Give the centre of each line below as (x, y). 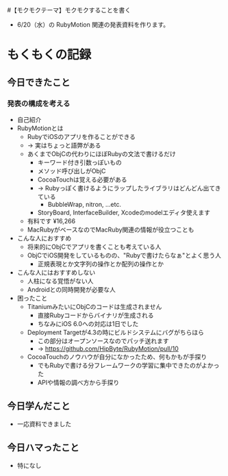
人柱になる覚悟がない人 (60, 281)
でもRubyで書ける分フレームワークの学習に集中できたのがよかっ (128, 365)
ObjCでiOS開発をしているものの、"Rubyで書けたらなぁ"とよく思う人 (124, 255)
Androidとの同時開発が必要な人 (72, 289)
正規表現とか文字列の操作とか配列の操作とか (101, 264)
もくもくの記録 (49, 55)
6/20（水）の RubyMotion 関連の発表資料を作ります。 (93, 25)
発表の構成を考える (39, 103)
